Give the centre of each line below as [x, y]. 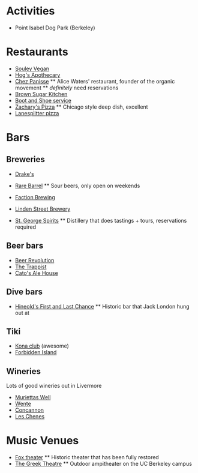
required [25, 227]
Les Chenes [30, 417]
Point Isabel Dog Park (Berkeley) [55, 28]
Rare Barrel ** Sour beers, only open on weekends [77, 185]
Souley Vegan [32, 68]
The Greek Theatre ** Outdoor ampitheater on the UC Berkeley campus [103, 464]
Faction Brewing [35, 197]
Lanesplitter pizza [37, 113]
